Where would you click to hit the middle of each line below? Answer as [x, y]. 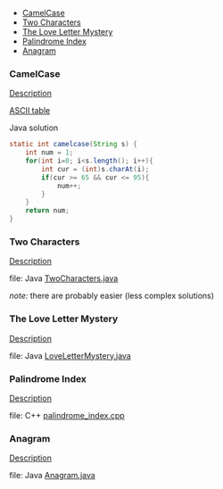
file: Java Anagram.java [52, 476]
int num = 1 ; [50, 153]
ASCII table [30, 111]
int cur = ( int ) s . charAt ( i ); [95, 169]
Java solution [34, 128]
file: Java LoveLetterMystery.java [70, 355]
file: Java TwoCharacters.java [64, 278]
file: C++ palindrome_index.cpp [67, 415]
